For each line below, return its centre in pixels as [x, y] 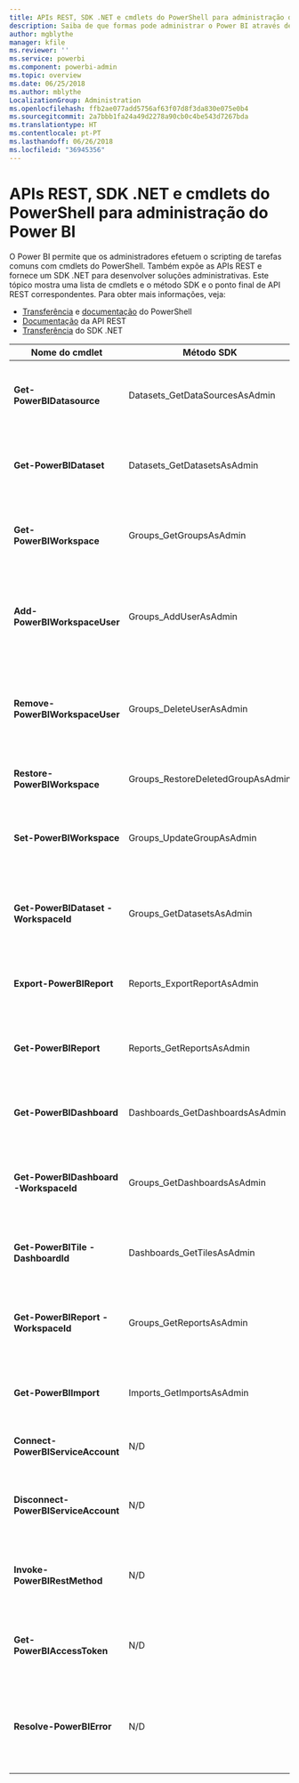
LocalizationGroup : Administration [75, 100]
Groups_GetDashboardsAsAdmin [198, 1182]
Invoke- [31, 1569]
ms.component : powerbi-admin [63, 68]
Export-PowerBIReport [64, 983]
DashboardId [41, 1258]
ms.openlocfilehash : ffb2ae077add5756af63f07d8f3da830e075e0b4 [129, 109]
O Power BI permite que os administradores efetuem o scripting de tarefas [145, 256]
